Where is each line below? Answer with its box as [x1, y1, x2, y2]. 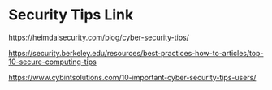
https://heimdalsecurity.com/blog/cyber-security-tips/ [8, 32, 189, 42]
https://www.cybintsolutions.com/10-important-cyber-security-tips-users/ [8, 72, 257, 82]
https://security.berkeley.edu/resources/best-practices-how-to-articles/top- [8, 48, 264, 58]
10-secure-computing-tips [8, 57, 97, 66]
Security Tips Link [8, 6, 134, 24]
